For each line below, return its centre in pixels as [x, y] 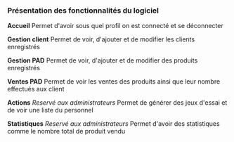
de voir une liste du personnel [50, 110]
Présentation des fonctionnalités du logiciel [83, 11]
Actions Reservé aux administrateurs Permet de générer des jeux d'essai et [117, 103]
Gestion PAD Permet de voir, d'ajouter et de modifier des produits [103, 60]
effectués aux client [36, 89]
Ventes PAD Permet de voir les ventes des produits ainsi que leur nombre [114, 82]
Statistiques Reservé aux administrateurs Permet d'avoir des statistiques [113, 124]
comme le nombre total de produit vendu [66, 131]
